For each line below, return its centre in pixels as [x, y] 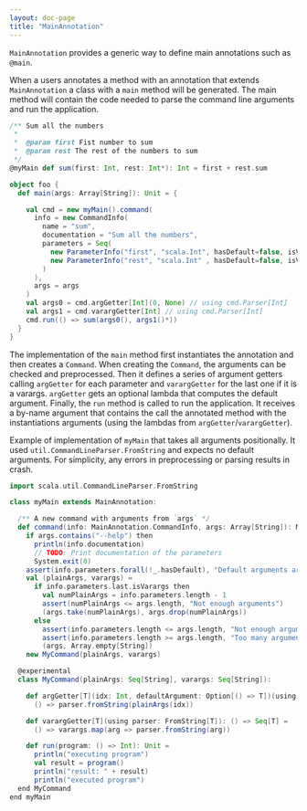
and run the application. [54, 109]
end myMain [30, 797]
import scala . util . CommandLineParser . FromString [104, 486]
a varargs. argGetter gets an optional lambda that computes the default [144, 393]
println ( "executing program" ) [91, 754]
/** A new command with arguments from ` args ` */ [114, 519]
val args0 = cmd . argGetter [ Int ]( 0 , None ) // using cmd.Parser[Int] [157, 303]
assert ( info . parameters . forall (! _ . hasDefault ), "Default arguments [157, 570]
